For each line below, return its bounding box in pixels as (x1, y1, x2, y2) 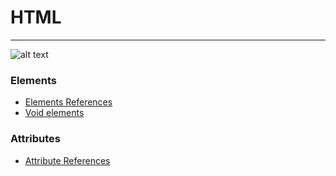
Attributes (10, 132, 61, 146)
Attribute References (24, 154, 111, 166)
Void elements (24, 107, 85, 119)
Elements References (24, 96, 113, 108)
